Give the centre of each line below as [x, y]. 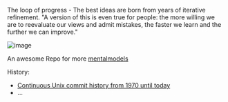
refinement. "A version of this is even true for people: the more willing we [111, 17]
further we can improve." [42, 32]
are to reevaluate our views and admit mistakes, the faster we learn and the [114, 24]
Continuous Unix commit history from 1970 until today [94, 85]
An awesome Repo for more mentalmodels [68, 59]
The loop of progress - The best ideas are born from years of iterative [106, 10]
